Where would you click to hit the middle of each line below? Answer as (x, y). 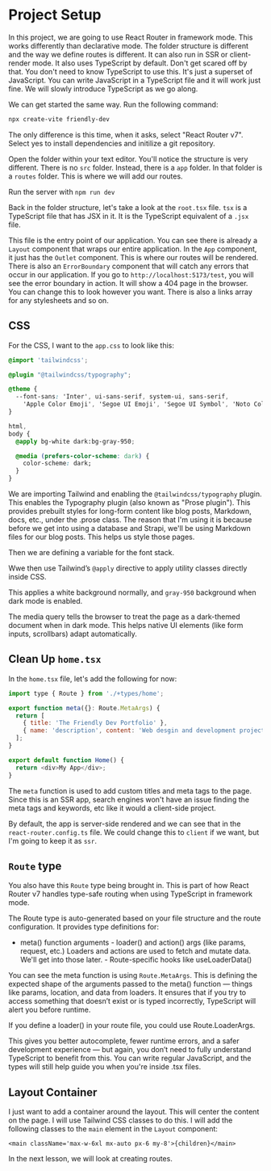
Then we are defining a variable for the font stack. (92, 552)
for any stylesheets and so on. (58, 300)
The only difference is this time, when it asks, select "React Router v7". (126, 134)
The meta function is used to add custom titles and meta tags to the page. (130, 790)
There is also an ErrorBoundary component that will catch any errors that (129, 266)
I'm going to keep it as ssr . (52, 840)
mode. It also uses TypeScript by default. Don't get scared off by (140, 63)
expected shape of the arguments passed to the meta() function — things (130, 984)
